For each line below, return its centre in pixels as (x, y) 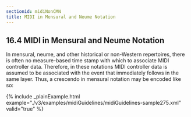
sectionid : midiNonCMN (33, 11)
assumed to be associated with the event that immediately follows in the (93, 73)
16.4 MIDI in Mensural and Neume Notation (85, 40)
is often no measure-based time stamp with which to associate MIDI (88, 61)
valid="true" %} (25, 109)
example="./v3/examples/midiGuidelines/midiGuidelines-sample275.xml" (94, 103)
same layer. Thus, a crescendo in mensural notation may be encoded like (94, 79)
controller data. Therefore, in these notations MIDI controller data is (87, 67)
